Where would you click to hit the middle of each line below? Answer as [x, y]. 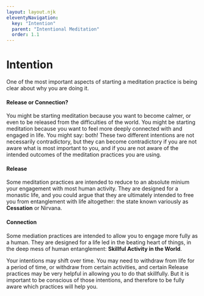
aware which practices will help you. [52, 286]
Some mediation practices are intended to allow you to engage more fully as [102, 236]
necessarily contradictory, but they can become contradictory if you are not [102, 142]
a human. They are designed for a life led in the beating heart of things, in [99, 242]
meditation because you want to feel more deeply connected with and [94, 129]
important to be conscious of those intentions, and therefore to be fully [95, 280]
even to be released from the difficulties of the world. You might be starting [101, 122]
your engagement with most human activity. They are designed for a [92, 189]
